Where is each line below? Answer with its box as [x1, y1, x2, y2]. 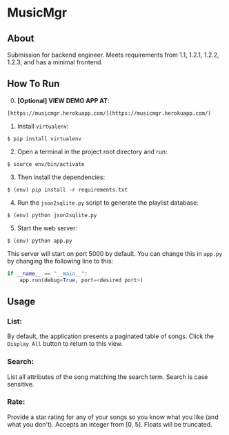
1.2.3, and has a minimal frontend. [7, 58, 103, 66]
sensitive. [7, 380, 34, 388]
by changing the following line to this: [7, 257, 114, 265]
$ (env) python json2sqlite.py [7, 212, 97, 219]
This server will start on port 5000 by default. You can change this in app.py [7, 249, 223, 257]
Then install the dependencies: [17, 173, 106, 181]
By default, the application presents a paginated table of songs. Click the [7, 332, 214, 340]
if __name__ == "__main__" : [7, 270, 88, 277]
